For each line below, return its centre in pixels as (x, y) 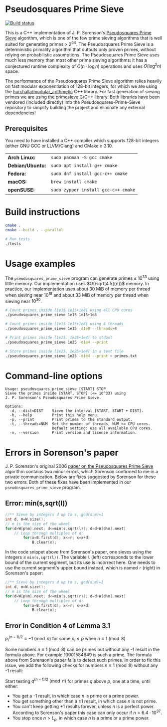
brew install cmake (74, 182)
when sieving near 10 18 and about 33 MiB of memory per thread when (77, 294)
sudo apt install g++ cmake (84, 166)
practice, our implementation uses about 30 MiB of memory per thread (78, 289)
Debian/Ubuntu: (27, 166)
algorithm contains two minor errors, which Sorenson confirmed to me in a (82, 472)
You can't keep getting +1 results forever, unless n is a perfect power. (83, 707)
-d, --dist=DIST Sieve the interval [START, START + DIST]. (77, 411)
